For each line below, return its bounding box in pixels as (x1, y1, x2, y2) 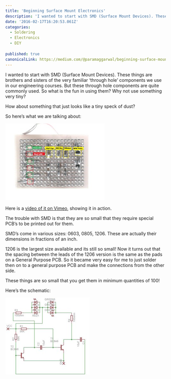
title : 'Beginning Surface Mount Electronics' (5, 8, 106, 13)
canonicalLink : (5, 57, 38, 62)
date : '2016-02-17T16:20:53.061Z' (5, 19, 79, 24)
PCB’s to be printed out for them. (5, 220, 74, 227)
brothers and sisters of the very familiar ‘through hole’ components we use (5, 77, 162, 83)
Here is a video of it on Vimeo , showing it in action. (5, 205, 112, 211)
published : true (5, 51, 40, 56)
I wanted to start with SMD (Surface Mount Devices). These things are (5, 72, 153, 78)
